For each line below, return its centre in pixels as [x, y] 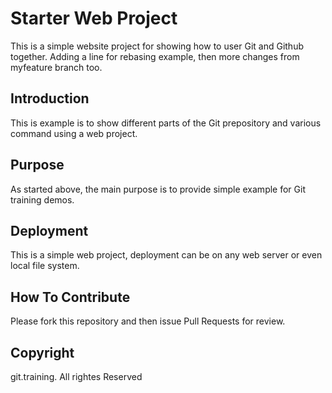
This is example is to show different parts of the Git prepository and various [166, 123]
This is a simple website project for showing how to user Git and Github [157, 46]
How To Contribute [70, 297]
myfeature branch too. [56, 67]
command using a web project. [74, 133]
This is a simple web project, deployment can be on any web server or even [166, 255]
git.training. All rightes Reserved [76, 376]
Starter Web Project [94, 18]
